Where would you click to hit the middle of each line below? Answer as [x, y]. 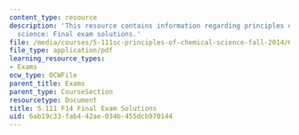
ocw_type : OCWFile [43, 75]
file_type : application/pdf [61, 51]
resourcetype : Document [53, 100]
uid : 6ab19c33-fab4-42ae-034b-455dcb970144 [91, 116]
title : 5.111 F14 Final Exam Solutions [83, 108]
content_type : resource [53, 17]
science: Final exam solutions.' [79, 34]
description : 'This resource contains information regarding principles [147, 26]
